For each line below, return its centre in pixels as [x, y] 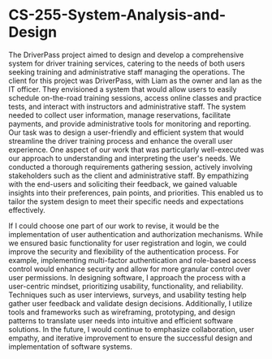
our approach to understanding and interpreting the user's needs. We [125, 158]
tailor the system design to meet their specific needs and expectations [126, 201]
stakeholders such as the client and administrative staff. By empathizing [129, 175]
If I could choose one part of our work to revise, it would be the [114, 226]
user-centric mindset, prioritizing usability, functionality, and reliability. [126, 286]
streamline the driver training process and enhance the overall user [121, 141]
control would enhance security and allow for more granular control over [130, 269]
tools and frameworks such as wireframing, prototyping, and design [122, 312]
